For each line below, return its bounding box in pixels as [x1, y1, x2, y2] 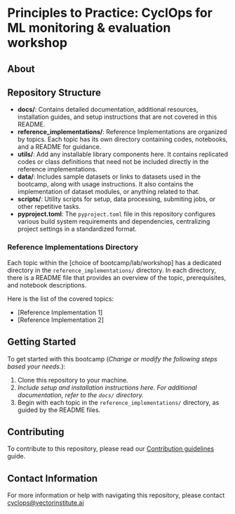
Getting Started [7, 336, 76, 348]
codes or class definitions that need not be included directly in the [17, 158, 209, 166]
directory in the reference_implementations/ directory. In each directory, [7, 266, 216, 274]
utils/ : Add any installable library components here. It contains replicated [17, 150, 229, 159]
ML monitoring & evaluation [7, 20, 171, 36]
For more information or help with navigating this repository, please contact [7, 491, 225, 500]
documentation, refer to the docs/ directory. [17, 390, 144, 399]
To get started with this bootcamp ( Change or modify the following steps [7, 354, 217, 363]
